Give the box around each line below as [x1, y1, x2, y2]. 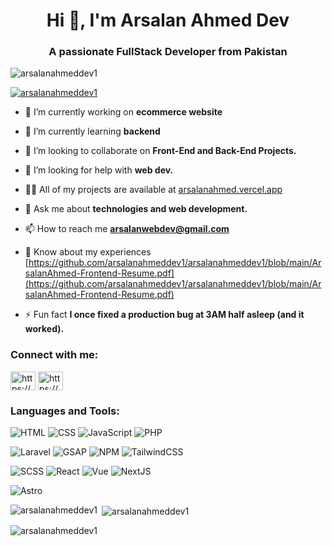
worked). [24, 323, 65, 335]
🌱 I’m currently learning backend [24, 125, 161, 138]
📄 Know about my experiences [24, 246, 152, 258]
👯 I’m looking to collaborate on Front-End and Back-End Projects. [24, 145, 297, 157]
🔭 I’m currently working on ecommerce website [24, 106, 223, 118]
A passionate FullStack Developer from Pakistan [48, 45, 288, 59]
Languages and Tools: [10, 404, 120, 418]
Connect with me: [10, 348, 99, 362]
